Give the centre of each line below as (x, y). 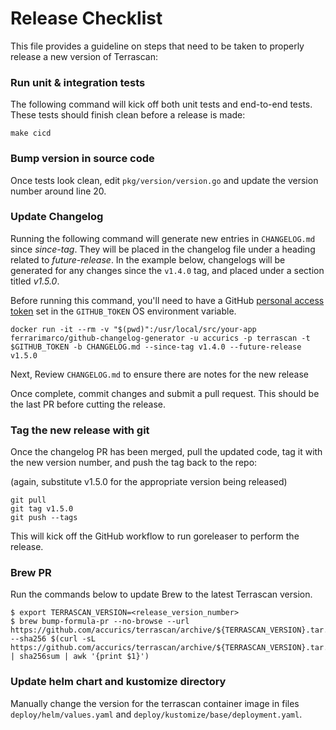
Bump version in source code (82, 159)
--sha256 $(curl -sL (53, 639)
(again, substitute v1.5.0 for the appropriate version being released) (149, 482)
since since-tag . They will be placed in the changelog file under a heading (163, 249)
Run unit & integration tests (78, 82)
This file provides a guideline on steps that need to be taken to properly (157, 46)
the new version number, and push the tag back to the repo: (134, 463)
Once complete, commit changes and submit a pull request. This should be (165, 393)
